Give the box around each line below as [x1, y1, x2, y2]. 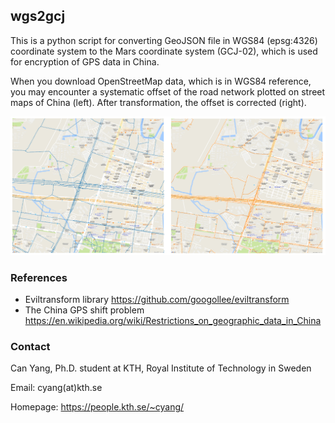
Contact [10, 340, 51, 353]
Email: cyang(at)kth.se [10, 382, 103, 394]
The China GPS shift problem [24, 304, 145, 316]
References [10, 270, 68, 284]
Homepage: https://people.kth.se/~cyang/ [10, 401, 185, 413]
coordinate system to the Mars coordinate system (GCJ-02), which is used [10, 45, 318, 57]
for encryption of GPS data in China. [10, 55, 160, 68]
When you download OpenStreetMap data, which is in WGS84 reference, [10, 75, 312, 87]
